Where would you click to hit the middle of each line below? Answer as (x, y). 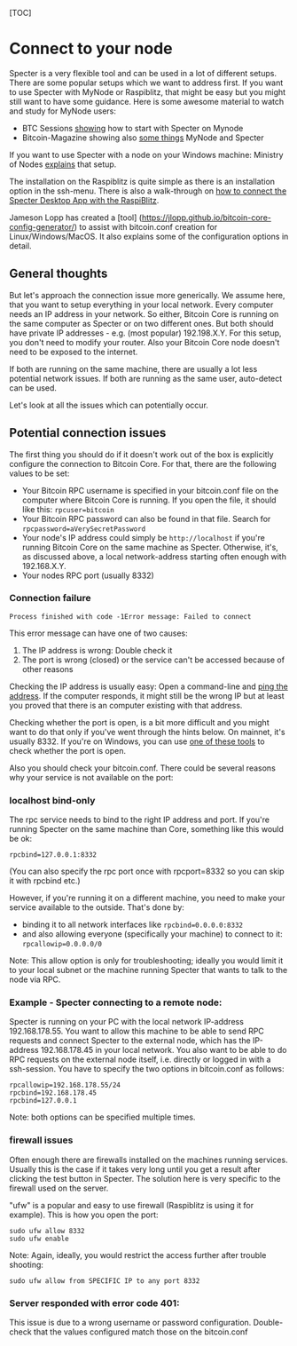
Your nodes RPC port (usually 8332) (88, 575)
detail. (21, 245)
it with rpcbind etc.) (45, 881)
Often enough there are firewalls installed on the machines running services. (148, 1160)
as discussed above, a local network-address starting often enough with (154, 556)
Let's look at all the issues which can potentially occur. (109, 405)
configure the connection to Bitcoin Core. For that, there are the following (143, 463)
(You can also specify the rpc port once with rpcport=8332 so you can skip (147, 871)
